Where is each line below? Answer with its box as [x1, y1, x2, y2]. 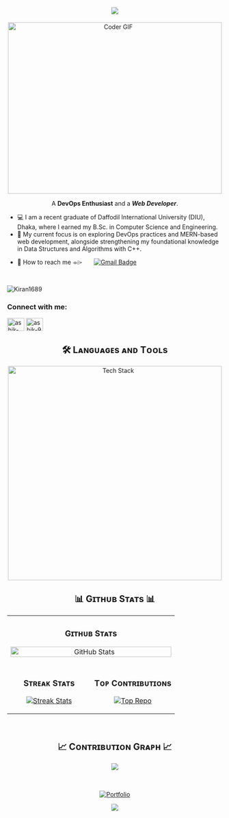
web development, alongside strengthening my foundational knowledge [16, 237, 219, 245]
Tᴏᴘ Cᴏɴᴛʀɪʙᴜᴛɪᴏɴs [94, 677, 172, 688]
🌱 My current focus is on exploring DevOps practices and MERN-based [16, 230, 218, 238]
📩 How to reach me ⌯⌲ [16, 258, 83, 266]
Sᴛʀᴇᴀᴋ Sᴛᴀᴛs [23, 677, 75, 688]
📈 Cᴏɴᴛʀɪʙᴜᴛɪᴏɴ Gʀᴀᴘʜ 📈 [57, 741, 172, 753]
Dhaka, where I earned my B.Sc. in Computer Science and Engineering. [16, 223, 218, 231]
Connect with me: [7, 302, 68, 311]
